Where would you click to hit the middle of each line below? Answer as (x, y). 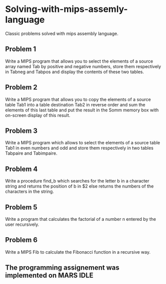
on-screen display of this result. (38, 115)
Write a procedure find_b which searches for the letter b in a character (77, 181)
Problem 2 (21, 87)
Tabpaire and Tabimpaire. (31, 153)
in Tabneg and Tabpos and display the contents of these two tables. (75, 72)
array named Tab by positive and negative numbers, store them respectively (83, 66)
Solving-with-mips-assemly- (67, 9)
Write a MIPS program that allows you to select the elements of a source (79, 61)
